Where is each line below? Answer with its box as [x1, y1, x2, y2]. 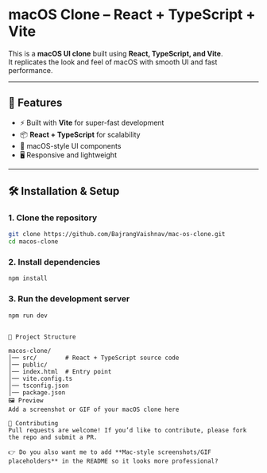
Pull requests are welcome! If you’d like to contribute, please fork [8, 426, 247, 434]
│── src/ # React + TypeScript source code [8, 354, 180, 362]
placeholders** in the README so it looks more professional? [8, 457, 219, 465]
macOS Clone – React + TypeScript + [8, 6, 256, 24]
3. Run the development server [8, 293, 130, 304]
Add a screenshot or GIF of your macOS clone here [8, 405, 180, 413]
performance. [8, 65, 53, 75]
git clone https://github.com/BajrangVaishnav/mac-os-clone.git [8, 231, 226, 238]
